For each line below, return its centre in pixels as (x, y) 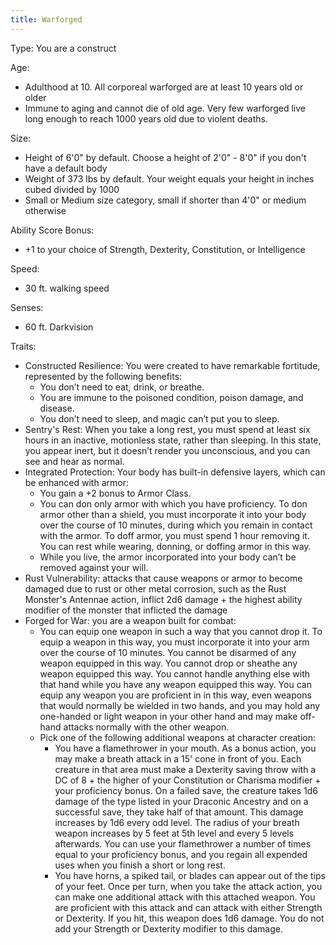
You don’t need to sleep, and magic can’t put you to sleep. (159, 418)
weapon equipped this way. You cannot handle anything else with (175, 673)
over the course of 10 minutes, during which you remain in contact (176, 525)
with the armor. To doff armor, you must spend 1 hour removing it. (174, 535)
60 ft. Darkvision (59, 327)
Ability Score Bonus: (52, 230)
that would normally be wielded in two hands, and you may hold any (180, 705)
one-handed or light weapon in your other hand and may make (168, 716)
